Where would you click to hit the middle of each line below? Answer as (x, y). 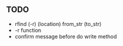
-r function (28, 30)
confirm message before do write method (66, 36)
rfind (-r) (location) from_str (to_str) (58, 24)
